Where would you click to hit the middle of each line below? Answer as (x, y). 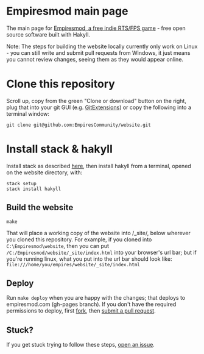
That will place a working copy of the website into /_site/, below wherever (98, 233)
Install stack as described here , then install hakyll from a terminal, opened (99, 166)
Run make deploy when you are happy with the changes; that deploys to (96, 298)
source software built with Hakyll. (48, 34)
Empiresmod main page (67, 11)
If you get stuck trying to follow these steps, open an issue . (81, 345)
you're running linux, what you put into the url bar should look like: (89, 259)
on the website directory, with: (44, 172)
